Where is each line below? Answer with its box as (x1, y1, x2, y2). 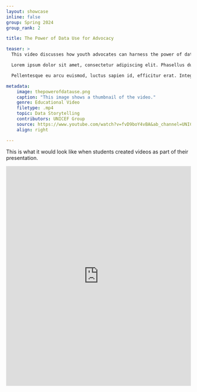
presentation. (6, 154, 38, 161)
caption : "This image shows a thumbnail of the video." (16, 94, 157, 100)
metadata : (6, 83, 30, 89)
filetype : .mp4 (16, 105, 54, 111)
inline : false (6, 14, 41, 20)
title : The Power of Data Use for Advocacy (6, 36, 114, 42)
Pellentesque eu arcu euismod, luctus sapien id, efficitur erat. (11, 73, 177, 79)
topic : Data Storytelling (16, 111, 80, 117)
